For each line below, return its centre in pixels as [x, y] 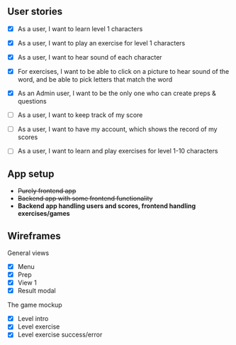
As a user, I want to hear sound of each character [90, 57]
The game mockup [35, 305]
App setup [31, 174]
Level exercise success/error [60, 335]
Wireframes [34, 236]
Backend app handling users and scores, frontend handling [107, 206]
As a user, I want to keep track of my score [80, 115]
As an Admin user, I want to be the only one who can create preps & [117, 93]
